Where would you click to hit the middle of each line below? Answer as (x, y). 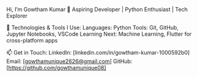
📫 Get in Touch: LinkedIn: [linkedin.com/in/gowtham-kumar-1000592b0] (98, 52)
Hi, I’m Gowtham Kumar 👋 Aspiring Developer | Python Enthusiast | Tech (97, 9)
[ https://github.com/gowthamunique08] (56, 68)
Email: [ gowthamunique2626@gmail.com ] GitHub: (69, 61)
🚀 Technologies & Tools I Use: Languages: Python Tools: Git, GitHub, (93, 28)
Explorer (17, 16)
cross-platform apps (32, 40)
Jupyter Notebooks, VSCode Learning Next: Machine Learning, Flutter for (99, 34)
